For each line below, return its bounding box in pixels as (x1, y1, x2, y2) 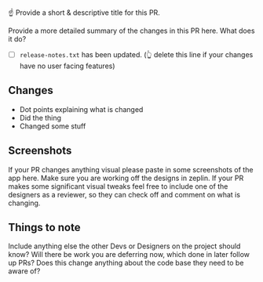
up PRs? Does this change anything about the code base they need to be (8, 258, 244, 268)
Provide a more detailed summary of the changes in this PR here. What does (8, 26, 255, 35)
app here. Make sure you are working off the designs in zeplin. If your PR (8, 173, 244, 183)
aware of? (8, 266, 41, 276)
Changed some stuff (19, 121, 86, 131)
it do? (8, 34, 27, 43)
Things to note (8, 221, 81, 234)
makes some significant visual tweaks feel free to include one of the (8, 181, 228, 191)
